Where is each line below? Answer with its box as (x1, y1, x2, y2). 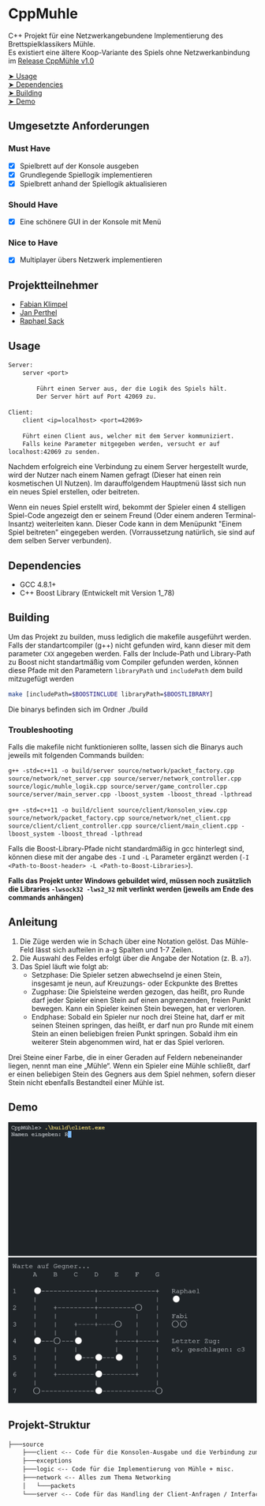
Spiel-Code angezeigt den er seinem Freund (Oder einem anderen (8, 511, 223, 520)
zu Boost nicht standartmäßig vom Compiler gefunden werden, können (8, 657, 239, 667)
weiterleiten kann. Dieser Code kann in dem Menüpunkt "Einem (35, 519, 242, 529)
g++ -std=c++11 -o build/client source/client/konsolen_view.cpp (8, 806, 227, 814)
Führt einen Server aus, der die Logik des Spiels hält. (36, 385, 227, 393)
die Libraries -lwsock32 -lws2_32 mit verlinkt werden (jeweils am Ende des (8, 884, 254, 893)
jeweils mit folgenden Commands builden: (8, 750, 144, 760)
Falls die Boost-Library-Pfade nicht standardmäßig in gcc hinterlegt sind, (8, 843, 244, 853)
